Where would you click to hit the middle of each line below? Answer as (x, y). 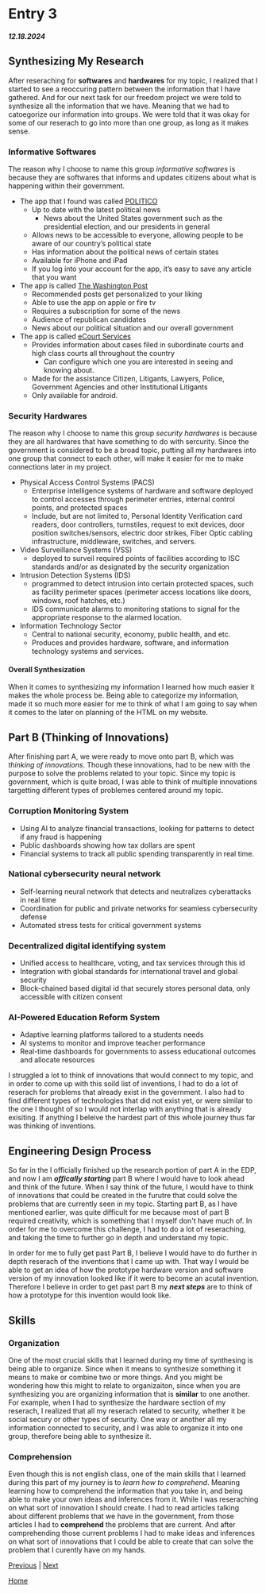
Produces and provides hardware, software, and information (130, 643)
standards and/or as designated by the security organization (131, 567)
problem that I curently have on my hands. (77, 1550)
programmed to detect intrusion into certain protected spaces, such (143, 584)
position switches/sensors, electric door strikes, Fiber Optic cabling (142, 533)
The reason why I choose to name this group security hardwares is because (133, 433)
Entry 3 (33, 14)
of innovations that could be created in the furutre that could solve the (123, 1196)
